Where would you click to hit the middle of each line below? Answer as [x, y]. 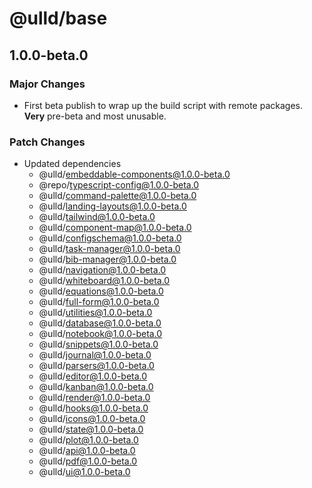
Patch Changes [47, 142]
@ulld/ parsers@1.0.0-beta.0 [96, 366]
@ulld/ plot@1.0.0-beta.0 [88, 440]
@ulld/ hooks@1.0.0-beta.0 [93, 408]
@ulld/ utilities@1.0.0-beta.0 [95, 313]
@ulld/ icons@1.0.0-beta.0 [92, 419]
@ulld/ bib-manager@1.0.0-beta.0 [107, 259]
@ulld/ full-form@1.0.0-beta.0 [99, 302]
